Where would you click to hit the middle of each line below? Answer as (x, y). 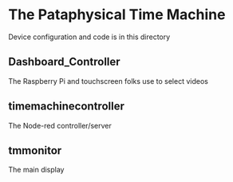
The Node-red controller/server (60, 125)
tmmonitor (35, 150)
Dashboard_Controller (65, 62)
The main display (36, 170)
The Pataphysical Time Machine (117, 15)
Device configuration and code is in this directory (89, 37)
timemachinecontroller (67, 107)
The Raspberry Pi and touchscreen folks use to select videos (109, 81)
